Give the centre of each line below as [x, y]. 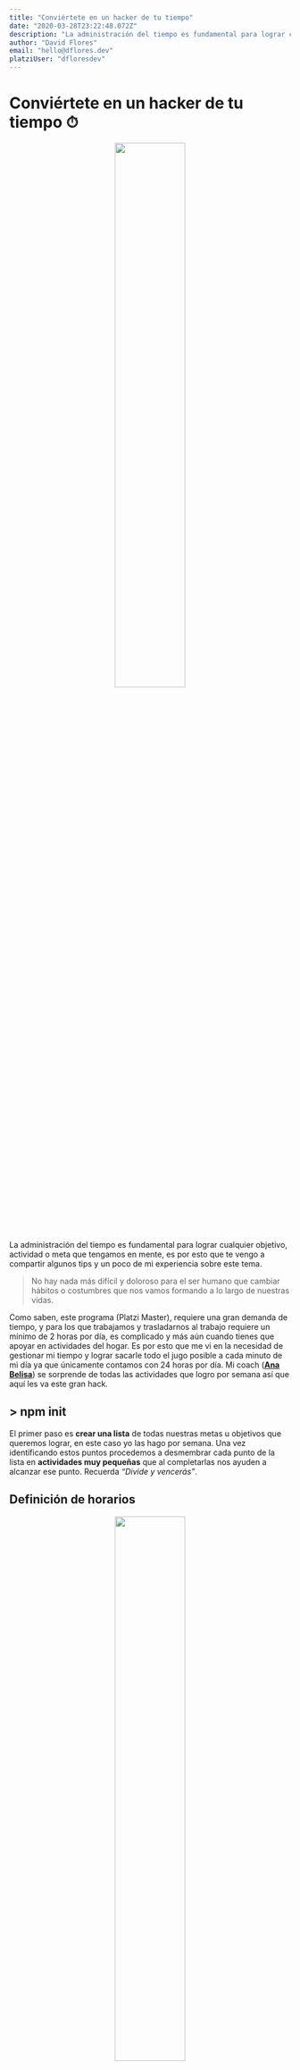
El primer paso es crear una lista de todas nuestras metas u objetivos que [146, 1433]
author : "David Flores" [54, 42]
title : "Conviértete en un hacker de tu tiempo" [101, 17]
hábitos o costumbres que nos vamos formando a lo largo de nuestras [160, 1290]
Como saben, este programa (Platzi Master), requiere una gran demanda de [149, 1317]
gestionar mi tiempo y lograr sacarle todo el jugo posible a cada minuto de [146, 1355]
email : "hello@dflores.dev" [62, 51]
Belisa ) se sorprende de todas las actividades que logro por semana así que [150, 1374]
